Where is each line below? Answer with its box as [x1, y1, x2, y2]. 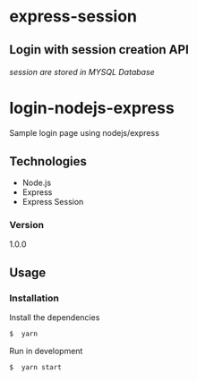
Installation [9, 292, 60, 304]
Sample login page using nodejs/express [9, 128, 159, 139]
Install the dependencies [9, 311, 100, 323]
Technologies [9, 154, 88, 169]
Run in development [9, 345, 83, 356]
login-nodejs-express [9, 98, 175, 118]
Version [9, 218, 45, 231]
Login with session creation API [9, 42, 190, 57]
